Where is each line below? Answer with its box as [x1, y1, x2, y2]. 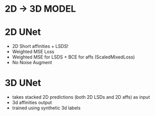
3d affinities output [12, 100, 52, 106]
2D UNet [5, 26, 41, 38]
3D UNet [5, 77, 41, 89]
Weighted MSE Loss [12, 49, 54, 55]
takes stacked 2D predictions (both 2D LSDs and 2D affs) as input [12, 94, 150, 100]
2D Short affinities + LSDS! [12, 43, 69, 49]
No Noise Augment [12, 60, 52, 66]
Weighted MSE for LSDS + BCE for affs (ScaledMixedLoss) [12, 54, 135, 60]
